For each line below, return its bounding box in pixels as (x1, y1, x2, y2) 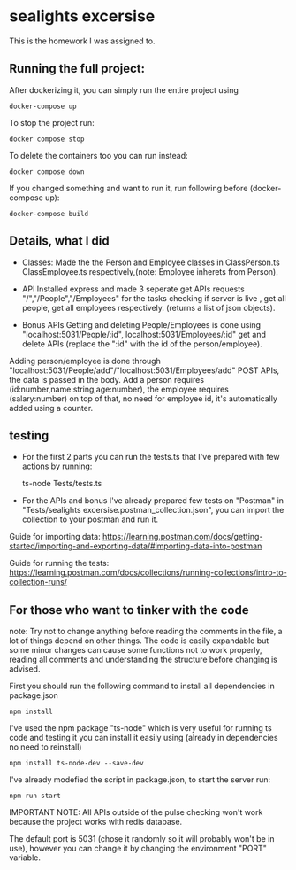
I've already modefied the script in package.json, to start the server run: (9, 774, 271, 785)
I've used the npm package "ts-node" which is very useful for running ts (9, 723, 272, 734)
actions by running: (21, 461, 93, 471)
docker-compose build (9, 209, 89, 218)
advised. (9, 664, 41, 674)
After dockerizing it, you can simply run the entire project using (9, 84, 239, 95)
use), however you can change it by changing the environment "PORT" (9, 843, 268, 854)
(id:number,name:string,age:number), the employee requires (9, 384, 230, 394)
